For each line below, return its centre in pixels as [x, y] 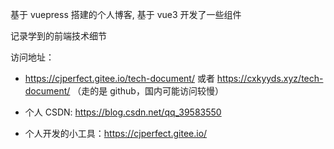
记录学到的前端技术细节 [58, 36]
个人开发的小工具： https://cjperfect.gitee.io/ [116, 133]
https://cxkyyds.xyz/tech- [270, 78]
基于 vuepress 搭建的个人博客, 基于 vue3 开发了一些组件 [126, 14]
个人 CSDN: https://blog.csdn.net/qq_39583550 [123, 112]
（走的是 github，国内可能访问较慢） [148, 91]
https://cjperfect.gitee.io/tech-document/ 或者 [119, 78]
